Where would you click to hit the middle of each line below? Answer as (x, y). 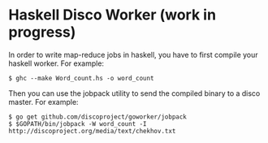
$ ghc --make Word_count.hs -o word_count (81, 78)
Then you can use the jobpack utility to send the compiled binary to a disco (134, 93)
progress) (42, 32)
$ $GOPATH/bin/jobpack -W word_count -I (78, 123)
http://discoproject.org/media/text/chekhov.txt (92, 131)
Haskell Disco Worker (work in (112, 15)
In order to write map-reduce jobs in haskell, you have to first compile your (133, 54)
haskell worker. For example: (56, 63)
